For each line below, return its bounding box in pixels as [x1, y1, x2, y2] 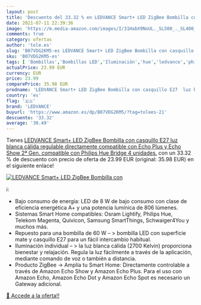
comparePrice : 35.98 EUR [6, 81, 68, 87]
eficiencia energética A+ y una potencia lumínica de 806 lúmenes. [14, 204, 178, 212]
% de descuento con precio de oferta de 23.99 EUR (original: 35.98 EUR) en [6, 156, 194, 163]
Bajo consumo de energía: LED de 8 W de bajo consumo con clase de [14, 198, 187, 205]
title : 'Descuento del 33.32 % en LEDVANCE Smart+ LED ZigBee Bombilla [6, 14, 188, 20]
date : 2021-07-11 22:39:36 [6, 20, 74, 26]
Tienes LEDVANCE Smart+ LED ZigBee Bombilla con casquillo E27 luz [6, 137, 178, 144]
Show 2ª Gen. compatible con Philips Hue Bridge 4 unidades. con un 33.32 [6, 149, 191, 156]
